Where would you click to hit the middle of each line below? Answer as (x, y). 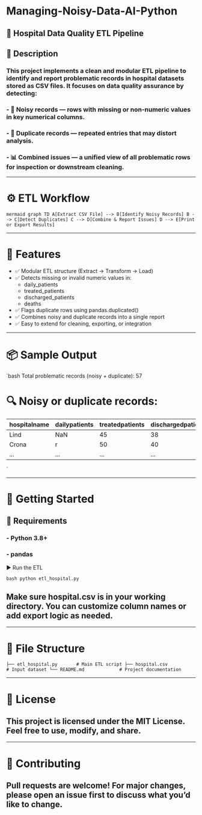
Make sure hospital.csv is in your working (86, 597)
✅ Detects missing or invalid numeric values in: (73, 277)
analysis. (20, 141)
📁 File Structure (46, 648)
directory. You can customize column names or (96, 606)
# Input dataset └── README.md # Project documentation (94, 670)
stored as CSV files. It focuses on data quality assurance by (95, 85)
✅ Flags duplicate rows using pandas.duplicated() (77, 310)
